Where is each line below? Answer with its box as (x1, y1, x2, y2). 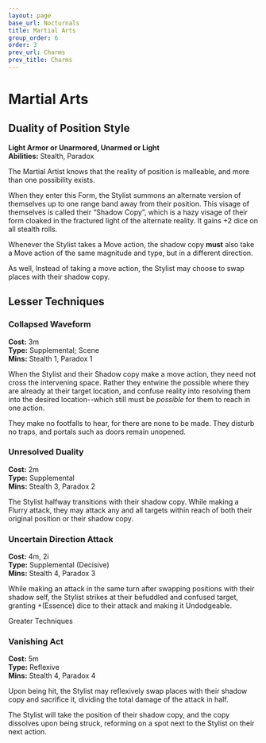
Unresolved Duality (8, 447, 84, 458)
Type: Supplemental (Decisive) (8, 560, 110, 570)
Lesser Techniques (8, 295, 105, 308)
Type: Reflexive (8, 663, 60, 672)
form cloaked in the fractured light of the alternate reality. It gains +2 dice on (8, 215, 258, 225)
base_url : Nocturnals (8, 19, 80, 27)
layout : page (8, 11, 52, 20)
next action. (8, 727, 48, 737)
